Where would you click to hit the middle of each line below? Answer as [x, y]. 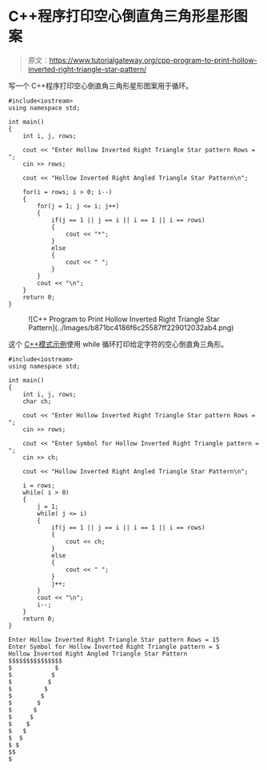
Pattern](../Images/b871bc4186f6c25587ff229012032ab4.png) [131, 327]
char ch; [37, 401]
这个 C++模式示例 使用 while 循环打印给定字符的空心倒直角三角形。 [118, 344]
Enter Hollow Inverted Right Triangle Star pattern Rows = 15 [114, 639]
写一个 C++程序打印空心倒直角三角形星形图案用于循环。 [101, 86]
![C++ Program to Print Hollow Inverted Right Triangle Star [124, 319]
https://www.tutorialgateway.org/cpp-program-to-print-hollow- [153, 60]
